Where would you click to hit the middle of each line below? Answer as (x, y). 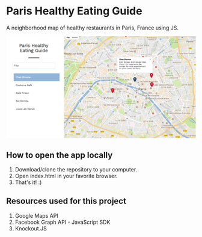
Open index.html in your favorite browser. (66, 176)
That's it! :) (28, 182)
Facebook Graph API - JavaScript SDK (63, 222)
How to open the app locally (60, 155)
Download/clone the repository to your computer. (76, 169)
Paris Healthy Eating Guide (74, 11)
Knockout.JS (31, 228)
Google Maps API (36, 215)
